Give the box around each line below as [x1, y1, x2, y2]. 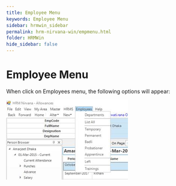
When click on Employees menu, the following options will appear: [6, 88, 171, 95]
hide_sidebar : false [6, 41, 58, 47]
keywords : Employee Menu [6, 16, 68, 22]
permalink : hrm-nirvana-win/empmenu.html [6, 29, 112, 35]
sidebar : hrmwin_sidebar [6, 22, 68, 28]
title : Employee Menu [6, 10, 61, 16]
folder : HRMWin [6, 35, 44, 41]
